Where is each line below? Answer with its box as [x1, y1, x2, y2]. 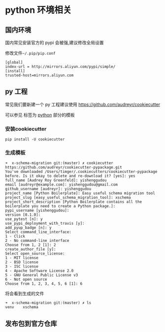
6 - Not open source [5, 277, 48, 282]
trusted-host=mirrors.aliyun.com [5, 73, 74, 78]
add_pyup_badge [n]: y [5, 225, 52, 231]
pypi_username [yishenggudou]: [5, 208, 69, 213]
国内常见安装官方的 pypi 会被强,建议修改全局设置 [5, 40, 104, 45]
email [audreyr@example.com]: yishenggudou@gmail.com [5, 182, 118, 187]
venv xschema [5, 305, 38, 310]
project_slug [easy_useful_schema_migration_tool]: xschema [5, 195, 132, 200]
